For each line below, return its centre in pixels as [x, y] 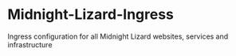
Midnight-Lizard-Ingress [91, 15]
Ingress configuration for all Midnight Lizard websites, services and [118, 36]
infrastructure [30, 44]
